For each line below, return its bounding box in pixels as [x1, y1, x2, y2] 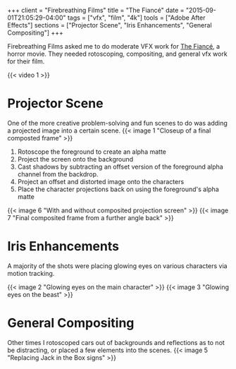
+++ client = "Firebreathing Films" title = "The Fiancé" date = [7, 6, 185, 14]
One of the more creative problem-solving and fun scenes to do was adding [7, 119, 228, 127]
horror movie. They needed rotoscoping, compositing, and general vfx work [7, 49, 228, 58]
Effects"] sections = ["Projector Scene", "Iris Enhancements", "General [7, 21, 213, 29]
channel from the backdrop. [17, 169, 99, 179]
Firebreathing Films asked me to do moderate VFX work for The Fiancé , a [7, 42, 221, 50]
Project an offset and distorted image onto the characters [17, 177, 185, 186]
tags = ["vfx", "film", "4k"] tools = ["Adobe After [67, 13, 206, 22]
